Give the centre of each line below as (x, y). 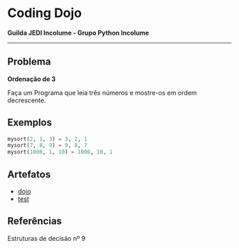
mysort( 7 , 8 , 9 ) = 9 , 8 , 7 (47, 146)
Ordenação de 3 (32, 79)
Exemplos (30, 123)
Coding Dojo (45, 13)
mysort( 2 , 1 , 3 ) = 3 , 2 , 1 (47, 139)
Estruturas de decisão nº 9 (47, 238)
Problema (29, 62)
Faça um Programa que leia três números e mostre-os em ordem (102, 92)
